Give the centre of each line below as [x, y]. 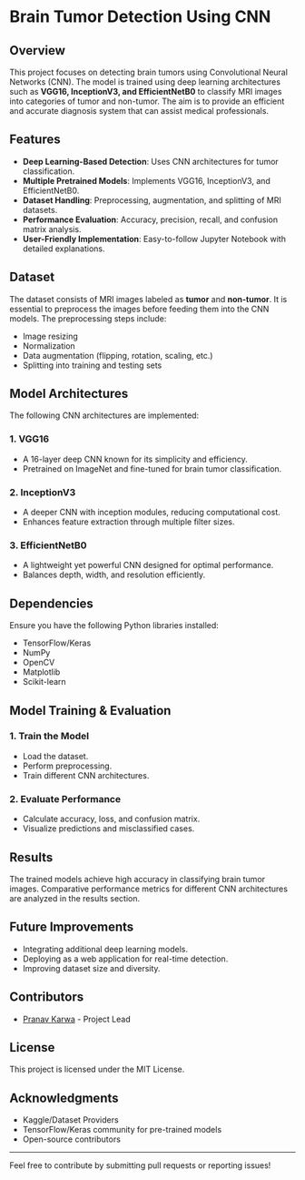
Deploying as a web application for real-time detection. [125, 959]
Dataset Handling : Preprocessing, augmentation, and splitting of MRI [152, 200]
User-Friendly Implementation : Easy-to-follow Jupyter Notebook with [154, 239]
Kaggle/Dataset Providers [71, 1120]
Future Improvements [72, 927]
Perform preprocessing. [67, 766]
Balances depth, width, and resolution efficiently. [114, 575]
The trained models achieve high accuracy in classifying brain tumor [138, 879]
